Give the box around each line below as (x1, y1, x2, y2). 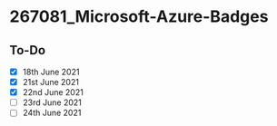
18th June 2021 (22, 66, 80, 77)
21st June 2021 (22, 77, 80, 88)
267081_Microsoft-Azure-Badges (9, 6, 269, 27)
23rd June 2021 (22, 97, 82, 108)
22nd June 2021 (22, 87, 84, 98)
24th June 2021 (22, 107, 82, 119)
